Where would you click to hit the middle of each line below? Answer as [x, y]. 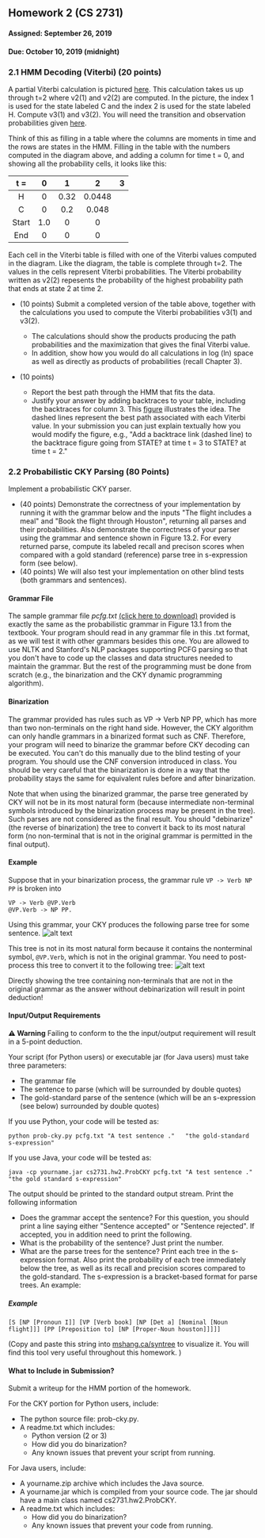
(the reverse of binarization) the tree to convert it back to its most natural [127, 827]
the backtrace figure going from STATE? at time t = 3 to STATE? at [139, 443]
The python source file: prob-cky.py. [79, 1419]
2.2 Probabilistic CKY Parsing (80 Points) [89, 471]
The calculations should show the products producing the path [134, 336]
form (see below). [49, 563]
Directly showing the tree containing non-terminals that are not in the [121, 980]
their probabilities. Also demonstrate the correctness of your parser [129, 530]
